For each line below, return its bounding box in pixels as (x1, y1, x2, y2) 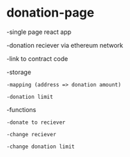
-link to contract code (6, 54, 68, 63)
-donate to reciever (6, 119, 66, 126)
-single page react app (6, 28, 72, 36)
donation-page (6, 5, 95, 21)
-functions (6, 105, 37, 113)
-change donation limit (6, 143, 75, 150)
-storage (6, 68, 32, 76)
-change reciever (6, 131, 57, 138)
